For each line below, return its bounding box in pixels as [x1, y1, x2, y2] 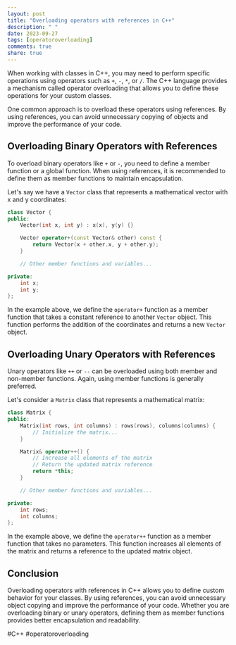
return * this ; [32, 468, 74, 475]
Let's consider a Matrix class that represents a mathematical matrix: [7, 396, 205, 404]
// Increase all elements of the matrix [32, 455, 153, 462]
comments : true [7, 43, 52, 50]
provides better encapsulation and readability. [7, 616, 141, 625]
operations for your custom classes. [7, 91, 112, 99]
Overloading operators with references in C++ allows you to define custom [7, 586, 225, 595]
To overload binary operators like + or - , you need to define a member [7, 159, 210, 168]
